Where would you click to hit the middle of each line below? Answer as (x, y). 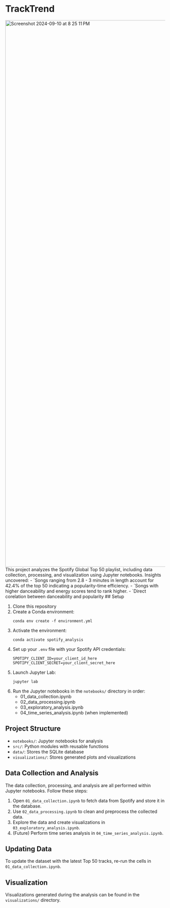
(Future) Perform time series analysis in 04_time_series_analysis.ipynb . (88, 833)
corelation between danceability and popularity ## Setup (65, 596)
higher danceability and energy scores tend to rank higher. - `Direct (76, 591)
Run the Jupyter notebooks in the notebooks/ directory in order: (79, 691)
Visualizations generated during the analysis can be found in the (72, 895)
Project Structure (33, 729)
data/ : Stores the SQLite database (48, 752)
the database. (27, 806)
